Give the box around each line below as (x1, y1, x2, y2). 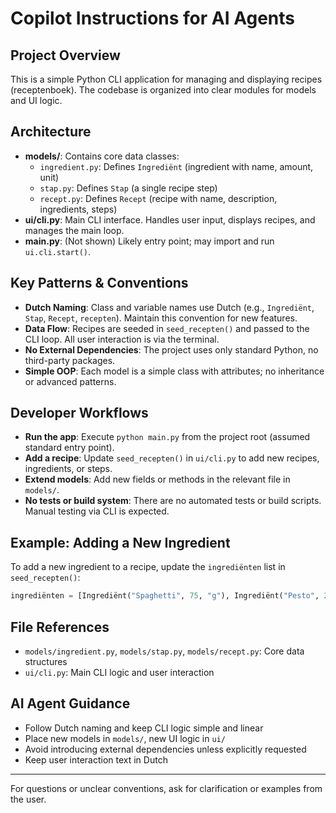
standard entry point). (24, 442, 115, 454)
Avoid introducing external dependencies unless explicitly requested (24, 743, 307, 755)
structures (24, 655, 68, 667)
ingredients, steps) (39, 203, 118, 215)
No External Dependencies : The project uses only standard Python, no (24, 343, 319, 356)
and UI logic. (10, 95, 63, 106)
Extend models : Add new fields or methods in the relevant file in (24, 473, 291, 486)
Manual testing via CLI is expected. (24, 505, 170, 517)
